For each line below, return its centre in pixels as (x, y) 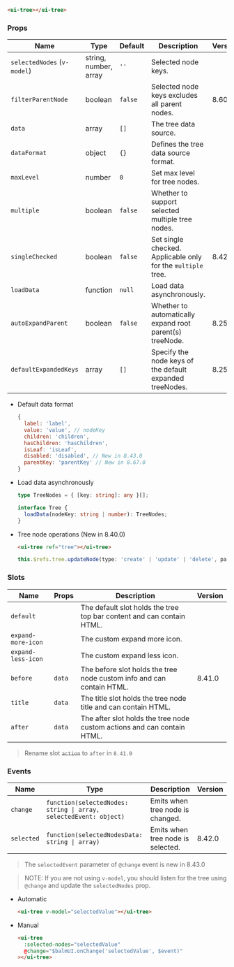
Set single (167, 240)
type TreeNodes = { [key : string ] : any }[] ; (83, 495)
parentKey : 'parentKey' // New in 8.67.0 (85, 463)
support (164, 202)
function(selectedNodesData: (94, 835)
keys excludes (174, 96)
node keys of (172, 361)
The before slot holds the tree (129, 669)
